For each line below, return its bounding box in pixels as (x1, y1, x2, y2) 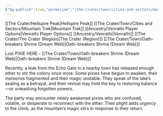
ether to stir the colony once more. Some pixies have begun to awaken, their (5, 70, 158, 76)
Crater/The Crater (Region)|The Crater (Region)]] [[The (5, 36, 115, 42)
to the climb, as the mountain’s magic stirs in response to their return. (5, 105, 144, 111)
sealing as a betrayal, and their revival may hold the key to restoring (5, 81, 140, 86)
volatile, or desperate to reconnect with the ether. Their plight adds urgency (5, 100, 156, 106)
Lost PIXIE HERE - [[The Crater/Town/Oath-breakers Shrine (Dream (5, 50, 140, 56)
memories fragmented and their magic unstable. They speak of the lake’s (5, 75, 151, 81)
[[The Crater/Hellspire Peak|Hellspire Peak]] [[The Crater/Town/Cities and (5, 20, 153, 26)
